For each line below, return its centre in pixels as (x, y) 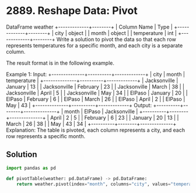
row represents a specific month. (46, 136)
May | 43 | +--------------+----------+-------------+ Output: (79, 105)
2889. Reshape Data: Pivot (72, 11)
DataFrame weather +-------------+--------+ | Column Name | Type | (90, 27)
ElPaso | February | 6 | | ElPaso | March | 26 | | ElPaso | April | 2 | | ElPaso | (96, 99)
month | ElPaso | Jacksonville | (101, 111)
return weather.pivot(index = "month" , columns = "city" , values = (94, 184)
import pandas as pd (31, 168)
